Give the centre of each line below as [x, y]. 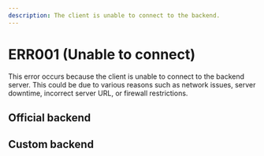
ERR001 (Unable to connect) [102, 54]
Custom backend [51, 145]
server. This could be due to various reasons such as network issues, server [132, 84]
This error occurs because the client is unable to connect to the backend [126, 76]
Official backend [50, 118]
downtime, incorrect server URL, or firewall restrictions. [98, 93]
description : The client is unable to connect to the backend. [114, 15]
